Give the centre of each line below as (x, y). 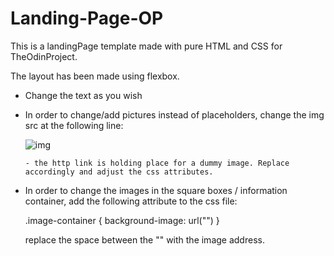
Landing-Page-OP (87, 18)
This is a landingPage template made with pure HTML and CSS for (146, 46)
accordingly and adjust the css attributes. (119, 172)
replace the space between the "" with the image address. (144, 239)
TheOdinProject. (44, 56)
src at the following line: (74, 125)
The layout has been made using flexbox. (95, 76)
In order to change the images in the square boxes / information (156, 190)
